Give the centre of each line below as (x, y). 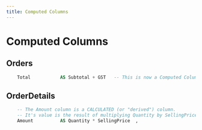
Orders (20, 64)
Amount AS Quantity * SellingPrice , (78, 121)
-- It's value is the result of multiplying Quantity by (90, 115)
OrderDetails (31, 96)
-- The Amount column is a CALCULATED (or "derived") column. (96, 110)
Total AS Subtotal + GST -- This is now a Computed (99, 77)
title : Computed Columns (37, 12)
